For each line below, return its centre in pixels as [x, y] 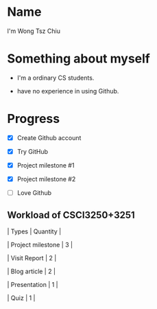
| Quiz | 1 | [21, 298]
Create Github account [49, 137]
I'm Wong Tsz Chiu [34, 31]
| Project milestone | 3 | [40, 244]
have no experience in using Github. [68, 91]
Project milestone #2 [46, 179]
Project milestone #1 [46, 165]
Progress [34, 119]
